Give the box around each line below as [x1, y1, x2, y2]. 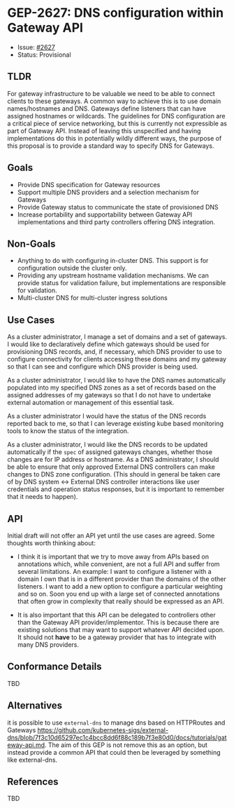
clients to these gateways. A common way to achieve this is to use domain [7, 97, 221, 105]
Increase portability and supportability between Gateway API [17, 210, 193, 219]
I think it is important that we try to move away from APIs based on [17, 552, 210, 561]
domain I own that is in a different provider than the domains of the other [17, 575, 226, 583]
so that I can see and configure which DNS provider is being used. [7, 362, 198, 371]
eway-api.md [7, 741, 45, 749]
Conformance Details [7, 661, 103, 673]
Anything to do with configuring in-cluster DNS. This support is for [17, 256, 209, 265]
